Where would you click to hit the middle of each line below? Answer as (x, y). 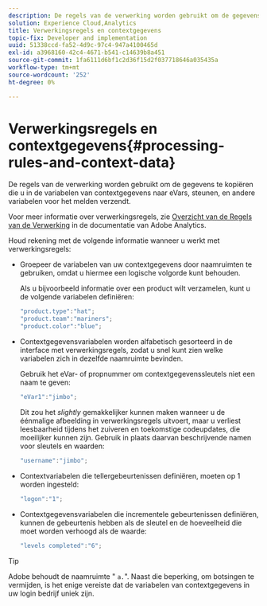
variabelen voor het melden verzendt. (70, 201)
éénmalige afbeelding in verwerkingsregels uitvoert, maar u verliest (130, 420)
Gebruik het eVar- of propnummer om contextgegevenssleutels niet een (137, 374)
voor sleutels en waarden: (62, 446)
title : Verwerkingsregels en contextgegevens (85, 30)
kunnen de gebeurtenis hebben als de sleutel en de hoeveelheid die (131, 522)
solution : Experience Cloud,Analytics (72, 23)
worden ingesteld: (49, 484)
